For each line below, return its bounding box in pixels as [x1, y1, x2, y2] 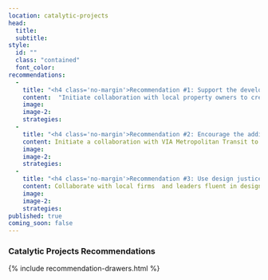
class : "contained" [15, 57, 81, 65]
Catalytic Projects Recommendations [8, 246, 156, 257]
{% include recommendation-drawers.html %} [8, 264, 160, 274]
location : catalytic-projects [8, 11, 109, 20]
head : [8, 19, 26, 27]
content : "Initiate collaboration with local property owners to [22, 93, 248, 101]
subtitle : [15, 34, 48, 42]
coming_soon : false [8, 219, 73, 227]
